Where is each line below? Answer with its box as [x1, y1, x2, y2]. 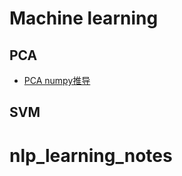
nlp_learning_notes [9, 144, 173, 167]
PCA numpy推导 [23, 75, 91, 86]
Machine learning [9, 7, 159, 30]
